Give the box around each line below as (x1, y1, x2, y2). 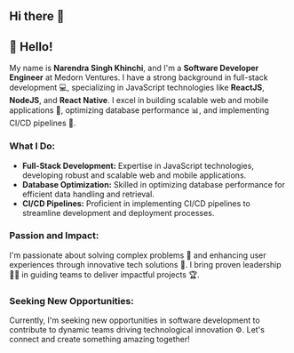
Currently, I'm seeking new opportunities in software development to (9, 315, 260, 325)
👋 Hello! (9, 39, 53, 54)
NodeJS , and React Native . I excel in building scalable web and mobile (9, 95, 269, 106)
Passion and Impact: (9, 229, 99, 242)
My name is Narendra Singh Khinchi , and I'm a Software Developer (9, 63, 259, 74)
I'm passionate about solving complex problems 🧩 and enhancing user (9, 250, 266, 261)
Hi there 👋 (9, 9, 65, 24)
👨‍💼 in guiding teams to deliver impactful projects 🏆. (9, 269, 200, 280)
